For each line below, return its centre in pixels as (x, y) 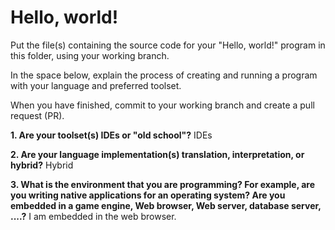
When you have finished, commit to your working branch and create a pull (162, 105)
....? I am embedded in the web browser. (93, 216)
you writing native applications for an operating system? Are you (148, 195)
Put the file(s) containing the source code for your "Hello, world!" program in (168, 45)
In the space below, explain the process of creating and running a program (164, 75)
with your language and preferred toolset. (96, 85)
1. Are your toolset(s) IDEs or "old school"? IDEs (111, 135)
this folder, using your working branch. (90, 55)
